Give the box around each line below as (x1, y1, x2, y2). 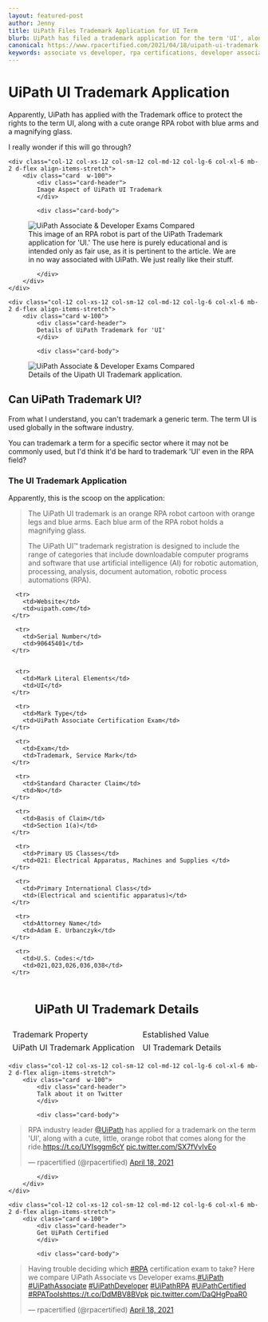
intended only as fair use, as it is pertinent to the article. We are (28, 246, 237, 256)
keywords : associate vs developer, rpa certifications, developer (8, 49, 234, 57)
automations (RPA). (27, 575, 92, 585)
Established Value (142, 1028, 210, 1040)
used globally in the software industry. (8, 422, 134, 432)
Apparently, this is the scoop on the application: (8, 493, 165, 503)
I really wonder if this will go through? (8, 142, 132, 152)
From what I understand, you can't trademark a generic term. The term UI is (8, 413, 258, 424)
